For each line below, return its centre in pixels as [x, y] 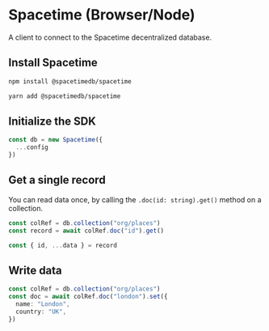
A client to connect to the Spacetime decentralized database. [110, 37]
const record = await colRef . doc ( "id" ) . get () [86, 231]
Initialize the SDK [53, 121]
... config [32, 147]
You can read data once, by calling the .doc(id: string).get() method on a [135, 199]
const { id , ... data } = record [63, 245]
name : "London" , [43, 304]
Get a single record [57, 180]
